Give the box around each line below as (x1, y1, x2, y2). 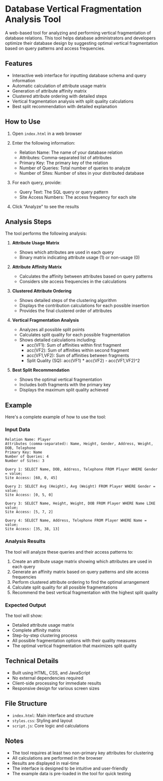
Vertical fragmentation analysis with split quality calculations (12, 98, 134, 104)
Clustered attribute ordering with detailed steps (12, 93, 107, 99)
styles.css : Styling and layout (12, 717, 73, 724)
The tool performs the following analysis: (5, 230, 87, 237)
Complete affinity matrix (12, 627, 61, 633)
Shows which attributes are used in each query (19, 249, 114, 255)
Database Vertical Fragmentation (5, 3, 142, 15)
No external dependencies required (12, 675, 84, 681)
